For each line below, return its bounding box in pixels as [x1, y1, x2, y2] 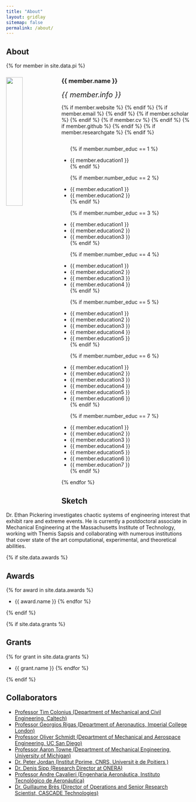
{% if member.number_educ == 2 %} [70, 174, 159, 182]
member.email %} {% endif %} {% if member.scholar [61, 110, 189, 117]
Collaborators [6, 693, 57, 703]
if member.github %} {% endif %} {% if [61, 123, 156, 130]
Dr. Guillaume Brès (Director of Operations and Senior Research [14, 783, 169, 790]
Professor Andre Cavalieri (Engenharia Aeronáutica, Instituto [14, 770, 160, 777]
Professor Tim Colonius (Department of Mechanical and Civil [14, 708, 161, 715]
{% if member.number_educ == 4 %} [70, 251, 160, 258]
